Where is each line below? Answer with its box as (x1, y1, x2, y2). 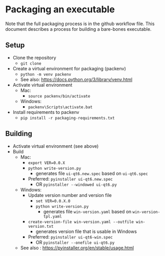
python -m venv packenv (20, 72, 72, 77)
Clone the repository (12, 54, 56, 61)
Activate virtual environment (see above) (12, 143, 99, 149)
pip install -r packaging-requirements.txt (20, 115, 115, 121)
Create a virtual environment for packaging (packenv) (12, 65, 127, 71)
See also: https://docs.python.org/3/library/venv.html (20, 76, 133, 83)
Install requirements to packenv (12, 109, 79, 115)
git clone (20, 61, 42, 66)
